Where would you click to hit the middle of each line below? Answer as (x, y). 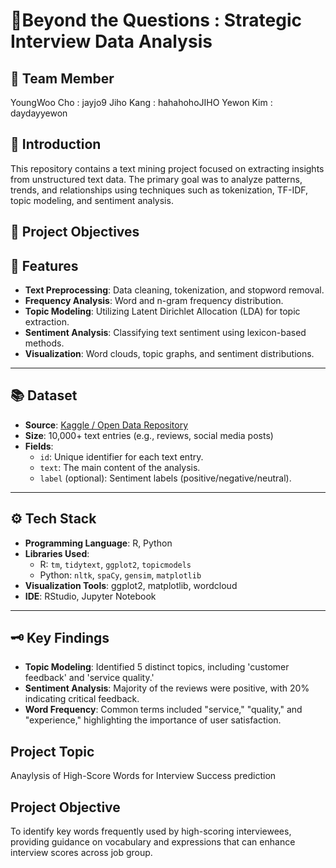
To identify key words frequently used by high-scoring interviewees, (151, 831)
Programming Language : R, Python (98, 543)
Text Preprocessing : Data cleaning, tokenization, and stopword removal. (174, 290)
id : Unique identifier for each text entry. (121, 456)
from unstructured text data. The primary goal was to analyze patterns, (156, 179)
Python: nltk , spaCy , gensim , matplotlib (120, 575)
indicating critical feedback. (82, 699)
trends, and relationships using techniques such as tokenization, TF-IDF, (159, 190)
